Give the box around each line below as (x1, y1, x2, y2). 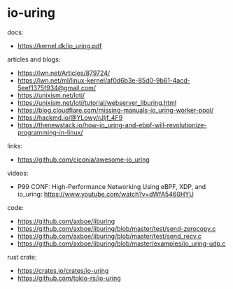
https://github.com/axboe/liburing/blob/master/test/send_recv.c (17, 232, 202, 240)
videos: (7, 169, 29, 177)
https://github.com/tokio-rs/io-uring (17, 274, 121, 282)
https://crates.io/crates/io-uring (17, 266, 109, 274)
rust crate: (7, 253, 37, 261)
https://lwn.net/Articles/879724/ (17, 69, 111, 77)
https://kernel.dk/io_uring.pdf (17, 41, 102, 50)
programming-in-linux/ (17, 128, 83, 136)
